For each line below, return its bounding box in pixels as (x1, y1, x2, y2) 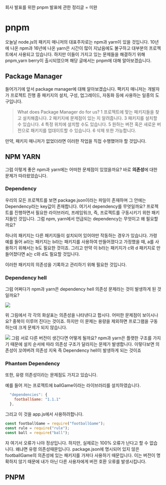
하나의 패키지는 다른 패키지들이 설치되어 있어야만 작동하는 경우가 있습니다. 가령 (5, 232, 158, 238)
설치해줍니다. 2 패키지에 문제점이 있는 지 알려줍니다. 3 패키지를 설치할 (22, 115, 158, 121)
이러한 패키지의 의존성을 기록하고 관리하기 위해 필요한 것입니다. (5, 262, 127, 268)
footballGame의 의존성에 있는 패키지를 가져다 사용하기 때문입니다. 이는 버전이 (5, 452, 156, 458)
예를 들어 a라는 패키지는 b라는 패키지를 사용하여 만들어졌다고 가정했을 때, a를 (5, 238, 154, 244)
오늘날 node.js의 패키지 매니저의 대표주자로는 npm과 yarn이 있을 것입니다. (5, 39, 150, 45)
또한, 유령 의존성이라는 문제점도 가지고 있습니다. (5, 372, 98, 378)
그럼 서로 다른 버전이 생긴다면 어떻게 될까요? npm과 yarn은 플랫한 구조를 (11, 335, 152, 341)
